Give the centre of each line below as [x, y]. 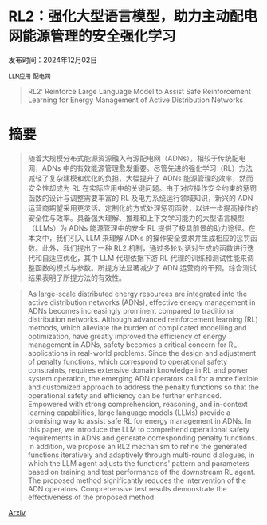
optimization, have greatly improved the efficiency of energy [127, 336]
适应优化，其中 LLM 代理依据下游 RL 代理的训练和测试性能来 [148, 258]
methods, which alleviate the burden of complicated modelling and [137, 327]
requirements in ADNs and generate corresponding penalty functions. [142, 438]
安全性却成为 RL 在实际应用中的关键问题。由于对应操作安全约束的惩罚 [142, 187]
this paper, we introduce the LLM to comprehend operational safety [138, 429]
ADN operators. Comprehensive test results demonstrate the [127, 488]
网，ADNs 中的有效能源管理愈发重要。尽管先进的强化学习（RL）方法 [140, 168]
